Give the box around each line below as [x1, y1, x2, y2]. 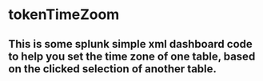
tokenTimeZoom [8, 6, 120, 24]
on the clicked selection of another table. [8, 62, 217, 75]
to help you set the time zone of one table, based [8, 49, 256, 63]
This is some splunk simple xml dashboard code [8, 37, 253, 51]
